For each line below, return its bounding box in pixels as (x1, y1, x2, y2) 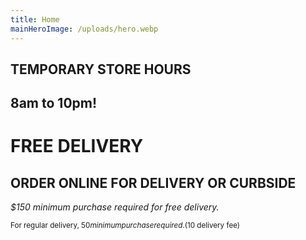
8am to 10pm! (10, 95, 98, 112)
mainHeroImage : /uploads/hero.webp (10, 24, 159, 34)
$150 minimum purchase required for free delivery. (10, 201, 220, 213)
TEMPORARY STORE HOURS (10, 61, 192, 78)
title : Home (10, 14, 60, 25)
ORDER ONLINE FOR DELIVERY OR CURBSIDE (10, 174, 297, 191)
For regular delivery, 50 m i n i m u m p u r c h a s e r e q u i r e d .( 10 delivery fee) (10, 221, 241, 231)
